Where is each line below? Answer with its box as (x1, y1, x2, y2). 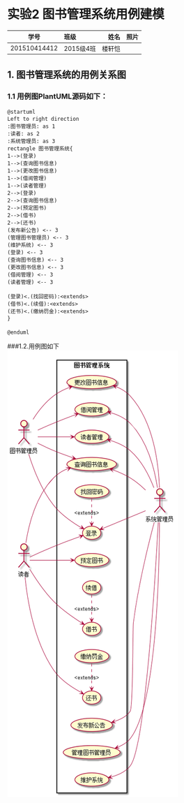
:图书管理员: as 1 (7, 123, 56, 130)
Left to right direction (7, 115, 79, 122)
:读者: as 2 (7, 130, 40, 137)
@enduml (7, 329, 30, 336)
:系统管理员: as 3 (7, 138, 56, 145)
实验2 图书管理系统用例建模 (7, 6, 165, 22)
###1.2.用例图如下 (7, 341, 59, 350)
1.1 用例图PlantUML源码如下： (7, 91, 108, 101)
